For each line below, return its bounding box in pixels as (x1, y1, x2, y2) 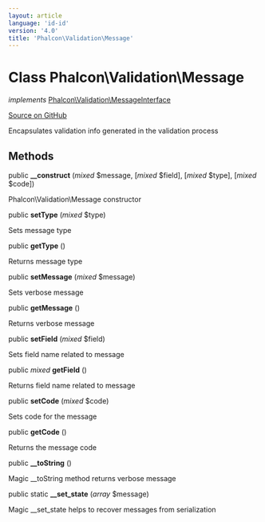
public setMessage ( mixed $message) (8, 272, 136, 281)
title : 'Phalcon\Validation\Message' (8, 34, 134, 42)
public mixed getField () (8, 365, 88, 375)
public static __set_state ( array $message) (8, 489, 149, 499)
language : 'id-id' (8, 19, 69, 27)
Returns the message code (8, 443, 97, 452)
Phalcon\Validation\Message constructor (8, 195, 142, 204)
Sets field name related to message (8, 350, 125, 359)
